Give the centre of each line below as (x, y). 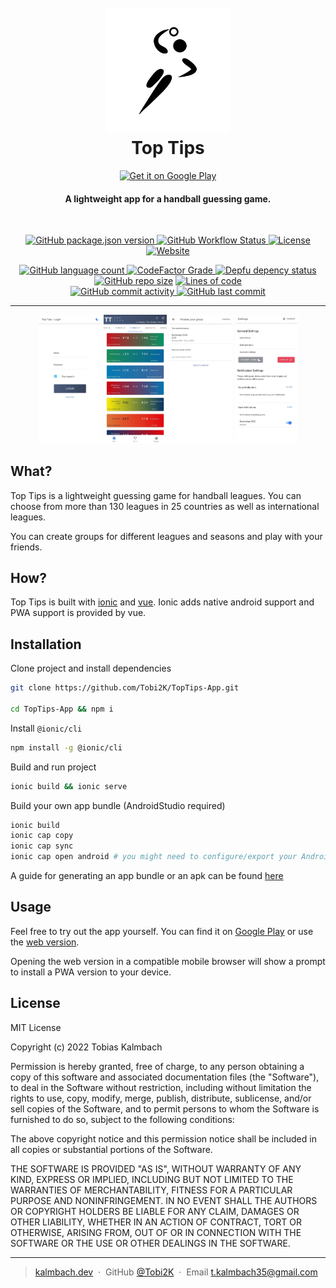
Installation (46, 644)
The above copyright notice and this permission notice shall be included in (163, 1138)
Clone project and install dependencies (91, 668)
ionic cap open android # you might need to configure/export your (154, 857)
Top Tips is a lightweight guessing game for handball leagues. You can (156, 495)
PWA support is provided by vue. (78, 613)
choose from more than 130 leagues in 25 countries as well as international (165, 506)
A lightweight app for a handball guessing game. (168, 198)
